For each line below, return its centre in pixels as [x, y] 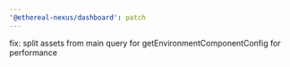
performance [34, 52]
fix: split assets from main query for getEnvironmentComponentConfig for [145, 43]
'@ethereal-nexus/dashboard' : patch [77, 17]
